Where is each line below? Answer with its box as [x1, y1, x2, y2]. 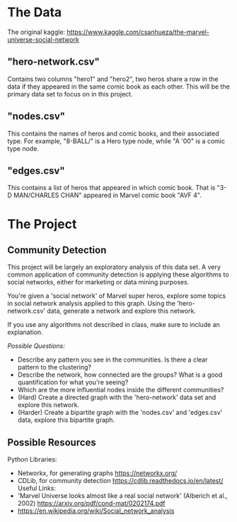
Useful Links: [17, 484, 57, 493]
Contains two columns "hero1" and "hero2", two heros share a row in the [7, 74, 219, 83]
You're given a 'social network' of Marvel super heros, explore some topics [7, 291, 226, 300]
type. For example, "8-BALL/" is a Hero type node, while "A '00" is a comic [7, 136, 225, 145]
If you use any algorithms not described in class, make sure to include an [7, 321, 221, 329]
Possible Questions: [7, 342, 65, 350]
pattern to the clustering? [17, 363, 92, 372]
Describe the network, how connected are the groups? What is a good [17, 370, 223, 379]
